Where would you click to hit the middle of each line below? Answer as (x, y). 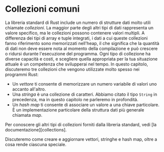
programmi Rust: (22, 74)
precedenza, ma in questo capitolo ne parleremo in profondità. (75, 99)
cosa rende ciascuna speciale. (36, 144)
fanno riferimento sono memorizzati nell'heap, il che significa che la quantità (82, 43)
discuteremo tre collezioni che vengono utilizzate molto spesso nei (72, 69)
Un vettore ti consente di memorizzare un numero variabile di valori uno (84, 84)
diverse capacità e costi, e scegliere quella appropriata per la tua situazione (81, 59)
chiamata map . (27, 115)
